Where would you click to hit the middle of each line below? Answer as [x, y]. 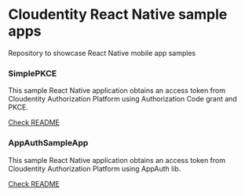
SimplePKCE [33, 73]
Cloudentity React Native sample [118, 15]
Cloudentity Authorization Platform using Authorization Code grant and [122, 99]
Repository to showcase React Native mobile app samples [102, 53]
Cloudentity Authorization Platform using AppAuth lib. [95, 168]
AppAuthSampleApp [48, 143]
